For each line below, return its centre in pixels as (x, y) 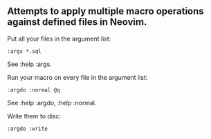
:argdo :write (28, 129)
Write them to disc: (34, 116)
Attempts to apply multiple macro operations (105, 11)
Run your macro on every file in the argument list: (77, 77)
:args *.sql (24, 51)
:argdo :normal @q (34, 90)
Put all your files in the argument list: (59, 39)
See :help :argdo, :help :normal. (52, 103)
